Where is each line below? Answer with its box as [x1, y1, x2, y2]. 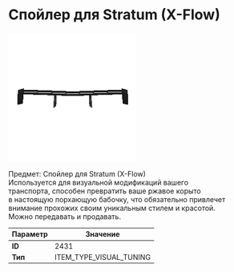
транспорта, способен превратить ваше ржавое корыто [8, 186, 202, 196]
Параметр [11, 229, 48, 239]
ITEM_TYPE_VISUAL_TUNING [54, 252, 151, 262]
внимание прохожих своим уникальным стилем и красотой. [8, 203, 216, 213]
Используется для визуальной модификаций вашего [8, 177, 189, 187]
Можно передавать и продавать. [8, 211, 122, 221]
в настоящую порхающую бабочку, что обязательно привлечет [8, 194, 226, 204]
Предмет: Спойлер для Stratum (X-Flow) [8, 168, 147, 178]
